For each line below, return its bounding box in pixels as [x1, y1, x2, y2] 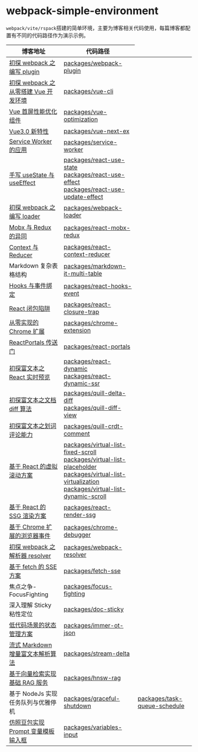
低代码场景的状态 [9, 621, 57, 629]
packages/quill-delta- [64, 388, 126, 397]
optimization [64, 115, 98, 123]
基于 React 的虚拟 [9, 462, 58, 470]
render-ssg [64, 511, 96, 519]
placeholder [64, 462, 97, 470]
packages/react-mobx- [64, 223, 131, 231]
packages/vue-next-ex [64, 127, 130, 135]
